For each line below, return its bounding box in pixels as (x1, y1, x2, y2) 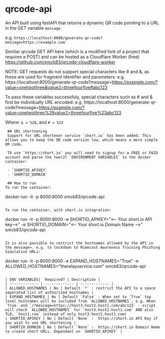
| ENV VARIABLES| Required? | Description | (5, 277, 100, 282)
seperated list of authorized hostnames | (5, 290, 94, 295)
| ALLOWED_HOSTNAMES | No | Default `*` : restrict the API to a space (5, 286, 156, 291)
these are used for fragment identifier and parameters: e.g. (5, 74, 125, 80)
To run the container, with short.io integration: (5, 208, 112, 212)
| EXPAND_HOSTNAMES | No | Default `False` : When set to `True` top (5, 294, 152, 299)
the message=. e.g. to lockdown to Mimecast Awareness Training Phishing (5, 245, 161, 250)
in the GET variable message (5, 25, 61, 31)
